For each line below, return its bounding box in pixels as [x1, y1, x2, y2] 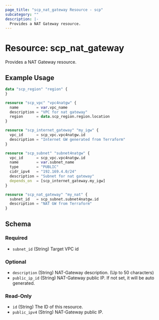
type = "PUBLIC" [9, 165, 59, 170]
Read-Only [5, 293, 32, 300]
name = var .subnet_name [9, 160, 75, 165]
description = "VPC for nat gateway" [9, 109, 88, 114]
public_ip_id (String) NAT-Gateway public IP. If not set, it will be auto [12, 275, 155, 281]
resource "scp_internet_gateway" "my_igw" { [5, 128, 99, 133]
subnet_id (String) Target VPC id [12, 246, 79, 252]
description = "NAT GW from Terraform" [9, 201, 92, 207]
